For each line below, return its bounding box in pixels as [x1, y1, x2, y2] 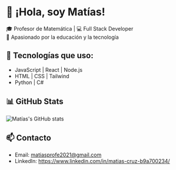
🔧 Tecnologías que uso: [6, 51, 94, 61]
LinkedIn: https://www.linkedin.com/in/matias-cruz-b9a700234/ [14, 158, 170, 165]
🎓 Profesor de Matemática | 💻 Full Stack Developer [6, 25, 134, 32]
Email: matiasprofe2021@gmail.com [14, 151, 102, 158]
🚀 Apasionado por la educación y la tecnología [6, 34, 119, 41]
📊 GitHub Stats [6, 96, 64, 106]
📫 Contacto [6, 132, 51, 143]
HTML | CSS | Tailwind [14, 72, 69, 79]
